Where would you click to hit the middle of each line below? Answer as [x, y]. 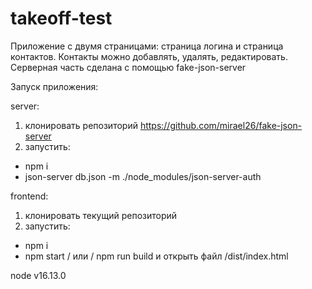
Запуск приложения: [54, 86]
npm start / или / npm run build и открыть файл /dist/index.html [156, 256]
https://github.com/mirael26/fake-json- [221, 125]
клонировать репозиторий [81, 125]
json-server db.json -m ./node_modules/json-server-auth [143, 176]
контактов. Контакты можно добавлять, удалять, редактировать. [149, 56]
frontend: [29, 196]
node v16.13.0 [38, 275]
